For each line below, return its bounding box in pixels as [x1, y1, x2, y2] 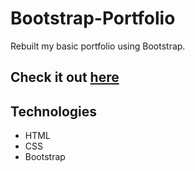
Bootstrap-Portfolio [10, 7, 176, 30]
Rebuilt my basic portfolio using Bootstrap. [10, 40, 186, 52]
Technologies [10, 103, 98, 120]
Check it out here [10, 69, 120, 86]
